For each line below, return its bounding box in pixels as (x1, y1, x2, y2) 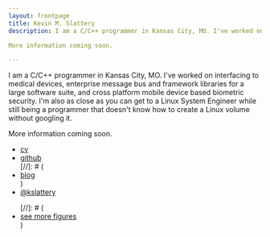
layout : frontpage (8, 11, 70, 20)
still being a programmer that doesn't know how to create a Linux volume (8, 105, 251, 114)
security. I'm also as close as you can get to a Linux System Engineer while (8, 96, 257, 106)
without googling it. (8, 114, 72, 123)
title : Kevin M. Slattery (8, 19, 95, 27)
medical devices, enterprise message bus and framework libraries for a (8, 79, 245, 89)
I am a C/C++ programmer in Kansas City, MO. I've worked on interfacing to (8, 70, 260, 81)
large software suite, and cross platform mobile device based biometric (8, 88, 244, 98)
